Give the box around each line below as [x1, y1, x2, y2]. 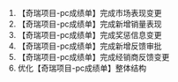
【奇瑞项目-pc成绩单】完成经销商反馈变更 [17, 52, 170, 62]
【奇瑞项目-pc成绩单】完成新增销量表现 [17, 19, 162, 29]
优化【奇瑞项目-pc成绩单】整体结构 [17, 63, 147, 73]
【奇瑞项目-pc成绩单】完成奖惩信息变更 [17, 30, 162, 40]
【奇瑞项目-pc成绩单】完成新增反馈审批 [17, 41, 162, 51]
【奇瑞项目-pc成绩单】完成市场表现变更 [17, 8, 162, 18]
